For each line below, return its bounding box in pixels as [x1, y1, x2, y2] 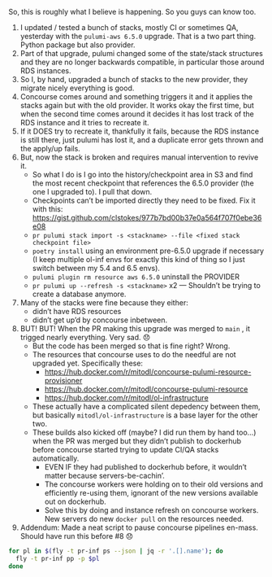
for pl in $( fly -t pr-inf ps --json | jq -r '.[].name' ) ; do [8, 547, 223, 555]
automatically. [32, 453, 80, 463]
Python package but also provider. [19, 40, 136, 50]
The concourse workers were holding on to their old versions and [44, 479, 264, 489]
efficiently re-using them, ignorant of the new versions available [44, 488, 258, 497]
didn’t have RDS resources [32, 307, 122, 316]
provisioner [44, 376, 83, 385]
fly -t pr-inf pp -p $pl [15, 554, 100, 562]
